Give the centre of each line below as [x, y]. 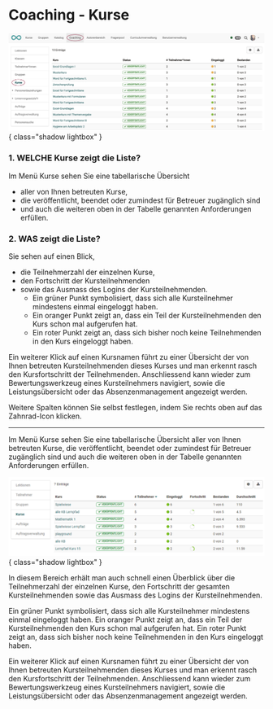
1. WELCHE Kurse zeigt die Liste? [74, 158]
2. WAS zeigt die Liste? [54, 239]
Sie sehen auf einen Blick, [52, 256]
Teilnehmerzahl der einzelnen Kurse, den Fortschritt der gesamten [119, 586]
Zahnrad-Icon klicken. [45, 416]
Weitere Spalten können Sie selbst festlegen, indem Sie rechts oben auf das [135, 407]
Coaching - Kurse [69, 15]
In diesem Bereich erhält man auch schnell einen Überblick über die [122, 578]
